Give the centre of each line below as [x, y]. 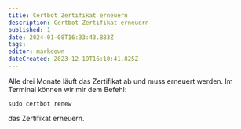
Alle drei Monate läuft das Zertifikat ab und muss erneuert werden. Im [120, 81]
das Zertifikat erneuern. [46, 118]
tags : [17, 45]
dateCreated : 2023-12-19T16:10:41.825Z [73, 59]
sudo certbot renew [40, 104]
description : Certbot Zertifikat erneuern [79, 23]
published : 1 [29, 30]
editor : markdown [37, 52]
